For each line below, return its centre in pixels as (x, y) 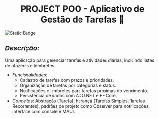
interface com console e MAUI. (43, 111)
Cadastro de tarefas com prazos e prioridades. (67, 80)
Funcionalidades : (30, 75)
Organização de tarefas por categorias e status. (68, 85)
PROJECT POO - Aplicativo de (82, 9)
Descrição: (22, 48)
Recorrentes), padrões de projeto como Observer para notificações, (81, 106)
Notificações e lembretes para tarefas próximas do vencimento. (84, 90)
